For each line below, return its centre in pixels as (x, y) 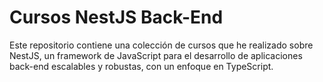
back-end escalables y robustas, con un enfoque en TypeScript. (141, 66)
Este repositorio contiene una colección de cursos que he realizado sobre (161, 45)
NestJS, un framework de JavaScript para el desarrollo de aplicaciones (156, 55)
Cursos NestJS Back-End (116, 17)
